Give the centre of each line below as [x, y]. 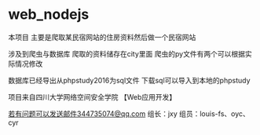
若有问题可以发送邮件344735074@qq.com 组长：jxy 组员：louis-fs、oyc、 [129, 113]
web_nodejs [49, 15]
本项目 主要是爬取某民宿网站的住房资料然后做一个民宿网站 [102, 37]
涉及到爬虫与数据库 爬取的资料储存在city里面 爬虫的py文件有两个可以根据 [127, 53]
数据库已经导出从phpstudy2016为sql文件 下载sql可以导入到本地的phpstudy [129, 80]
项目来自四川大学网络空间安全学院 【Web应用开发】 [92, 97]
